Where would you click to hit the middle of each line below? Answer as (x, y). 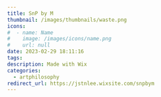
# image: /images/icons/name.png (59, 39)
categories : (24, 70)
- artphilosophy (36, 77)
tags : (15, 58)
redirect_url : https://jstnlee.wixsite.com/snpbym (81, 83)
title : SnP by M (30, 13)
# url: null (29, 45)
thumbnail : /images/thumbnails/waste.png (67, 20)
